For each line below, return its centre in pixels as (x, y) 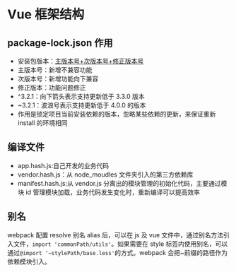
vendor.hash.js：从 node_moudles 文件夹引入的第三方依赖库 (105, 175)
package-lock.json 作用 (60, 43)
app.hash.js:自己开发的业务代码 (63, 165)
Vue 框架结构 (46, 14)
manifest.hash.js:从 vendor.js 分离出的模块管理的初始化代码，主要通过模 (122, 183)
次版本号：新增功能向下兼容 (58, 79)
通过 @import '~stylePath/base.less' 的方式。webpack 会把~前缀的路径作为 (118, 252)
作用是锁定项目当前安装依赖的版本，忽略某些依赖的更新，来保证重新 (117, 114)
